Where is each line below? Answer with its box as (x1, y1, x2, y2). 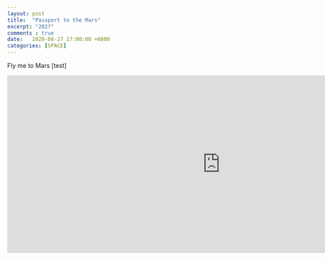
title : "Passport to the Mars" (7, 17, 101, 24)
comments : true (7, 29, 54, 37)
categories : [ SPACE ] (7, 42, 67, 49)
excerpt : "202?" (7, 23, 54, 30)
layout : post (7, 10, 45, 17)
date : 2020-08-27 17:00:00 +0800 (7, 36, 110, 43)
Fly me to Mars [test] (7, 62, 67, 69)
